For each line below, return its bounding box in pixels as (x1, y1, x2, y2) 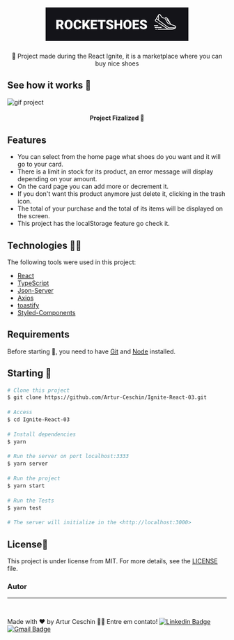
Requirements (7, 328, 70, 341)
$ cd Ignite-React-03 (7, 416, 70, 423)
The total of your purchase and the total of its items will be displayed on (17, 204, 224, 213)
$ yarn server (7, 460, 49, 467)
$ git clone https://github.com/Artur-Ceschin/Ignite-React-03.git (7, 394, 208, 401)
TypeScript (17, 279, 49, 287)
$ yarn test (7, 504, 42, 512)
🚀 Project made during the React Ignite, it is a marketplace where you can (11, 52, 223, 60)
